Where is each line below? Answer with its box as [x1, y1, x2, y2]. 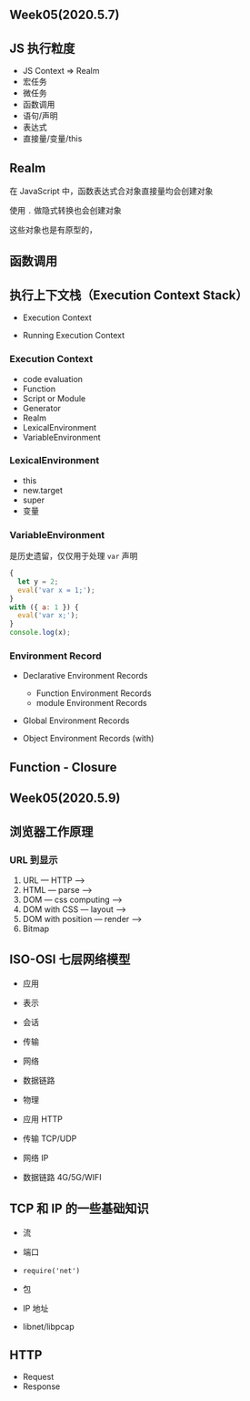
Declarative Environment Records [22, 670, 148, 681]
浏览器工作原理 [9, 824, 94, 839]
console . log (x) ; [9, 628, 71, 638]
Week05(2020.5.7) [9, 7, 120, 23]
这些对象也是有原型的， [9, 224, 97, 235]
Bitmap [22, 923, 50, 934]
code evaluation [22, 373, 84, 384]
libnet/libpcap [22, 1321, 75, 1332]
